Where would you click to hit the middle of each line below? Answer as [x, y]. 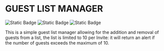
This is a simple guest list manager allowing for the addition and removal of [82, 32]
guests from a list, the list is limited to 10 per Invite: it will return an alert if [80, 37]
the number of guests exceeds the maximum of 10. [57, 42]
